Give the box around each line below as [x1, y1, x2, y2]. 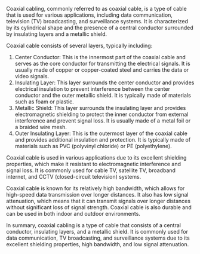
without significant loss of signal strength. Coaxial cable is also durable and [6, 204, 192, 211]
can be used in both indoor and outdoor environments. [6, 210, 140, 217]
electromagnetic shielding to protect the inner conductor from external [14, 111, 189, 118]
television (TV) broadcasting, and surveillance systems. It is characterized [6, 18, 189, 25]
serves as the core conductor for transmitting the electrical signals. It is [14, 60, 190, 67]
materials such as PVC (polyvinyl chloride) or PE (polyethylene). [14, 143, 172, 149]
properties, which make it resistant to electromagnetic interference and [6, 161, 181, 167]
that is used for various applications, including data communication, [6, 11, 173, 19]
